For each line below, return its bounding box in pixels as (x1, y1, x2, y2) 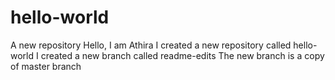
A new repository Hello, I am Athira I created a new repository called (10, 39, 292, 51)
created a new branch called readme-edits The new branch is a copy (40, 49, 325, 61)
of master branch (10, 60, 82, 72)
